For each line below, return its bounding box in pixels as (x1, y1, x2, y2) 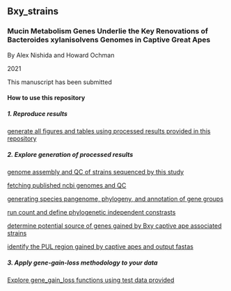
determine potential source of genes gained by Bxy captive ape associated (7, 222, 222, 230)
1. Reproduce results (7, 109, 68, 117)
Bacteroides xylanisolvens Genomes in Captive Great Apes (7, 35, 211, 44)
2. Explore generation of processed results (7, 150, 134, 158)
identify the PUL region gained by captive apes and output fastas (7, 242, 193, 251)
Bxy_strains (7, 6, 59, 17)
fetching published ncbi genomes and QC (7, 181, 127, 190)
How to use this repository (7, 94, 86, 102)
